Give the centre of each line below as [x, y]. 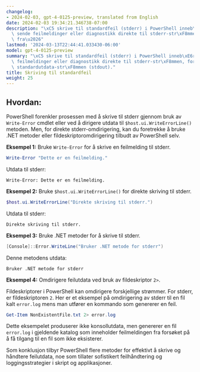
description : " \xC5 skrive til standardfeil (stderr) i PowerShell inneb [100, 28]
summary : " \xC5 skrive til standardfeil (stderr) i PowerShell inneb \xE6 [100, 56]
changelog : [20, 12]
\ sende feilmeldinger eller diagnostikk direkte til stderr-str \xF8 [99, 34]
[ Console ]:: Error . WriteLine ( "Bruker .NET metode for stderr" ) [85, 246]
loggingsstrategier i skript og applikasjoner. [59, 363]
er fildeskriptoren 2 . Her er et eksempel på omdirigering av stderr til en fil [96, 298]
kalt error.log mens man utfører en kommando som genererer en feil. [92, 304]
